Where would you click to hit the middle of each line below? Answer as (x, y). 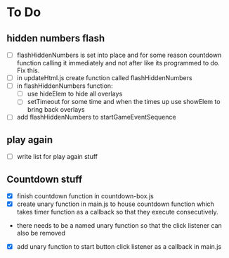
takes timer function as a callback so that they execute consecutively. (117, 212)
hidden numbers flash (56, 38)
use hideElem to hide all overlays (75, 94)
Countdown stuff (45, 179)
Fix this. (28, 70)
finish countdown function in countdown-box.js (85, 196)
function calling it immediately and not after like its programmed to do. (118, 63)
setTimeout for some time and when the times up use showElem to (124, 102)
